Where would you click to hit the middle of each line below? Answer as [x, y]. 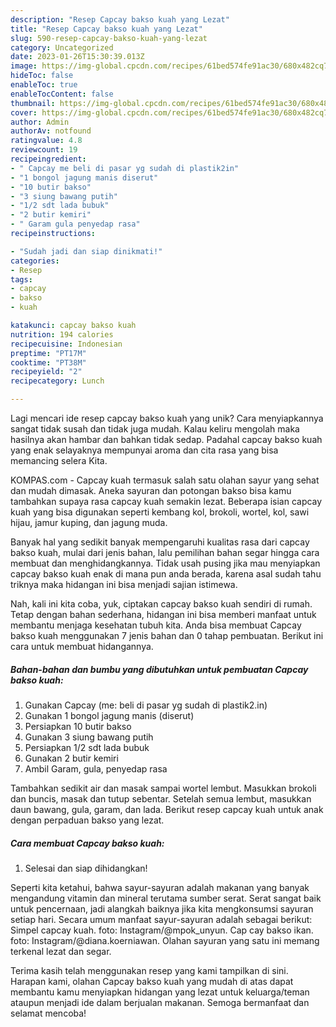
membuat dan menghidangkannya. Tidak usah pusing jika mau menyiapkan [165, 563]
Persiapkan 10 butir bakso [78, 726]
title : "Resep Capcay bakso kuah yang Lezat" [106, 29]
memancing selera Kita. [59, 460]
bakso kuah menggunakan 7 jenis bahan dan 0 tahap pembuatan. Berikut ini [167, 635]
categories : [35, 261]
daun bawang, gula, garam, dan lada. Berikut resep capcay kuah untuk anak [167, 809]
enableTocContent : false [62, 94]
